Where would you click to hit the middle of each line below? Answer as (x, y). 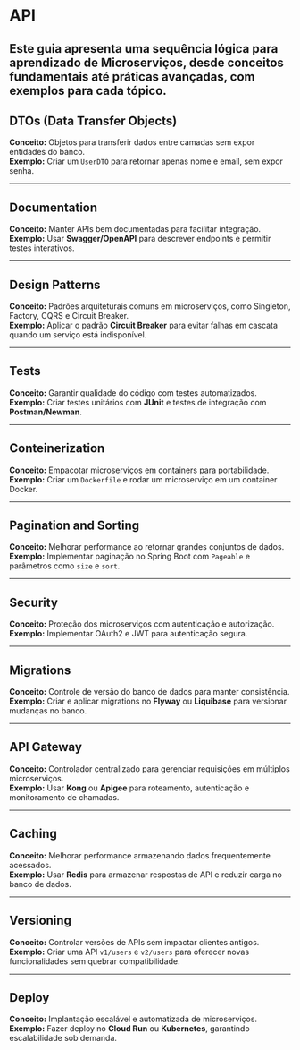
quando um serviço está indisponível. (78, 335)
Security (33, 602)
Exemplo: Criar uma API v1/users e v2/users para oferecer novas (129, 952)
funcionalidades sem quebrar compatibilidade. (95, 961)
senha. (21, 171)
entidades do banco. (47, 152)
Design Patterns (55, 284)
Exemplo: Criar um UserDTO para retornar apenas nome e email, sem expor (146, 161)
